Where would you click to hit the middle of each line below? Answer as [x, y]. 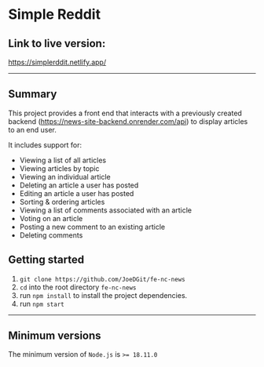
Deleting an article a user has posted [79, 185]
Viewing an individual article [65, 176]
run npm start [42, 303]
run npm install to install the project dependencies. [103, 295]
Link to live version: [57, 44]
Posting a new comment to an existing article [92, 227]
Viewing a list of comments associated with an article [106, 210]
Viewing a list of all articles [63, 160]
